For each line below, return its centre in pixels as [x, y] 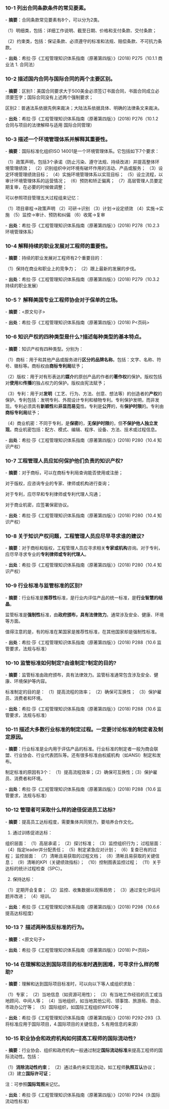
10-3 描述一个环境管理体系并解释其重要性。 [58, 139]
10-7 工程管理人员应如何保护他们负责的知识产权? [64, 461]
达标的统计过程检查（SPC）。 [35, 868]
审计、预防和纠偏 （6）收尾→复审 [70, 215]
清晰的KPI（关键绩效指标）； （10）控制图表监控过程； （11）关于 [94, 862]
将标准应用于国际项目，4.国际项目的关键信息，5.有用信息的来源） [73, 1024]
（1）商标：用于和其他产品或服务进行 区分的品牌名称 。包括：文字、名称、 [81, 359]
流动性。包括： [25, 1057]
